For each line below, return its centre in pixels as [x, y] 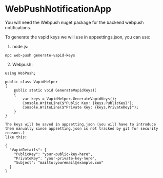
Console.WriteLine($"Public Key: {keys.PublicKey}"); [78, 103]
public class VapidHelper [31, 82]
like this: [16, 137]
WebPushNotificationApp [58, 9]
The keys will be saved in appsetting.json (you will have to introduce [81, 124]
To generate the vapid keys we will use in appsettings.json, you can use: [78, 37]
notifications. [18, 27]
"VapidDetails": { [28, 150]
